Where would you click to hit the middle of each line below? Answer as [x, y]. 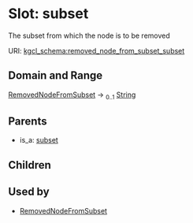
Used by [29, 192]
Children [30, 165]
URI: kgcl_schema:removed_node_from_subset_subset [96, 50]
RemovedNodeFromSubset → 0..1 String [72, 95]
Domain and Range [56, 76]
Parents [28, 121]
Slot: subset [48, 14]
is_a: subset [39, 140]
